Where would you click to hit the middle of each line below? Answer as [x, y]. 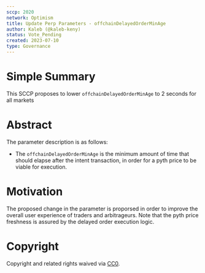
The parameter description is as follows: [57, 142]
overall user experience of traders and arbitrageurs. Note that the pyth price [102, 215]
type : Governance [29, 47]
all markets [20, 100]
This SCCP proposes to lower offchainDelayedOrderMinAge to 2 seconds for [101, 93]
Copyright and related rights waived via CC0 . [63, 263]
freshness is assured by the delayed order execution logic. [80, 221]
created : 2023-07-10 [33, 40]
